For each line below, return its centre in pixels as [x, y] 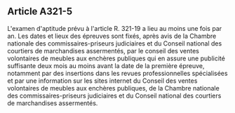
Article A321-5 [40, 12]
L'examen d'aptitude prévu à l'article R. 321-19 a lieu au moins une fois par [115, 28]
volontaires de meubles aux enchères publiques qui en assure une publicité [116, 58]
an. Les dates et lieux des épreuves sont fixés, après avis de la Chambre [112, 36]
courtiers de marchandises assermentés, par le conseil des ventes [103, 51]
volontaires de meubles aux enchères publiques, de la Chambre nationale [113, 88]
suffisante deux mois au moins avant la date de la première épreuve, [106, 65]
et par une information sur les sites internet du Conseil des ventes [102, 81]
